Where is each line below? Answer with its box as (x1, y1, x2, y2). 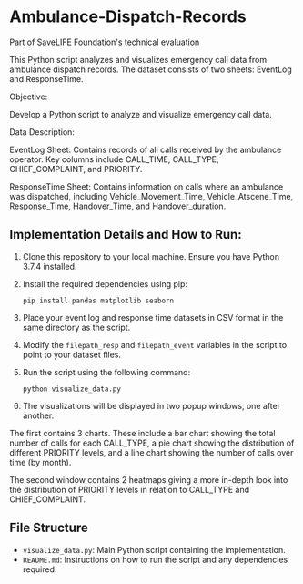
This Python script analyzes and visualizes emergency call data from (9, 54, 267, 65)
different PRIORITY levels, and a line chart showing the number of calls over (9, 446, 294, 457)
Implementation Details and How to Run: (9, 227, 243, 242)
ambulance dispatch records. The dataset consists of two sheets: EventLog (9, 64, 293, 75)
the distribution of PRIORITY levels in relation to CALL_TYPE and (9, 484, 250, 495)
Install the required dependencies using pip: (22, 278, 188, 289)
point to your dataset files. (22, 349, 121, 360)
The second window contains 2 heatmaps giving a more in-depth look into (9, 474, 288, 485)
